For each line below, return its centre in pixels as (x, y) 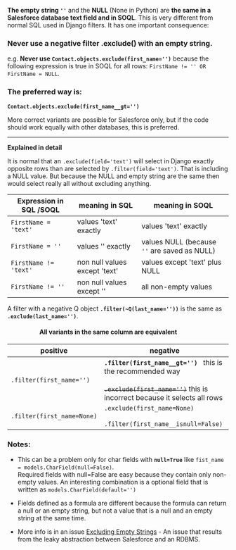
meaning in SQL (106, 205)
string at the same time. (52, 518)
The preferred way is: (45, 92)
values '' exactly (104, 246)
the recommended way (142, 371)
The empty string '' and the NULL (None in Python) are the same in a (109, 10)
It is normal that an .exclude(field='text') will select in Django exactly (111, 161)
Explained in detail (35, 147)
